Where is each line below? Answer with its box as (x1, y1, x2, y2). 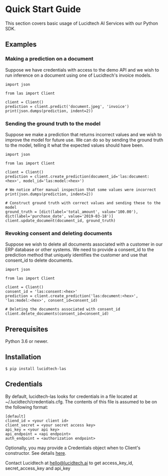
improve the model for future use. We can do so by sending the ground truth (5, 137, 163, 143)
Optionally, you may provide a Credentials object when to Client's (5, 445, 141, 451)
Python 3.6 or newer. (5, 338, 49, 344)
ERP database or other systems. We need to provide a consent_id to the (5, 247, 154, 253)
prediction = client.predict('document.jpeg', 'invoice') (5, 104, 129, 109)
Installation (5, 353, 41, 362)
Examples (5, 40, 37, 49)
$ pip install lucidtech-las (5, 366, 66, 371)
